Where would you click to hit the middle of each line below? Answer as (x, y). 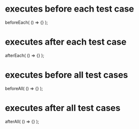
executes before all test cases (67, 75)
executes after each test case (66, 42)
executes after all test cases (63, 108)
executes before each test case (69, 9)
